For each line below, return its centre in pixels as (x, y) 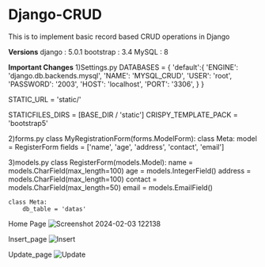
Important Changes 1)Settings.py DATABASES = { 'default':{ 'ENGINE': (123, 67)
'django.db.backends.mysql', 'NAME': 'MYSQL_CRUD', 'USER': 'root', (120, 75)
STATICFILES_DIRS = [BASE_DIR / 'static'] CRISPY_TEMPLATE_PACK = (123, 114)
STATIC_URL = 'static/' (45, 99)
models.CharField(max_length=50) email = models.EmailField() (111, 187)
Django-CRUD (55, 15)
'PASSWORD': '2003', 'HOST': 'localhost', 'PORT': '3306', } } (106, 84)
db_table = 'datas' (55, 209)
